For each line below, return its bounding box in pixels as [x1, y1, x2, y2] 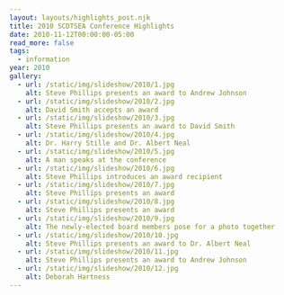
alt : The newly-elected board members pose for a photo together [25, 222, 276, 231]
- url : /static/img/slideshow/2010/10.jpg [17, 230, 179, 239]
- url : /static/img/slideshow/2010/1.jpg [17, 80, 175, 89]
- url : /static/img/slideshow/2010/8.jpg [17, 197, 175, 207]
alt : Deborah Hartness [25, 273, 111, 282]
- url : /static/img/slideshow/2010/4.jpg [17, 130, 175, 139]
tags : [9, 47, 30, 56]
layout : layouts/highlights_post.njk [9, 13, 151, 22]
